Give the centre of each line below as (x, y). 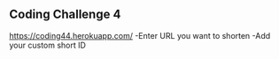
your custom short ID (48, 45)
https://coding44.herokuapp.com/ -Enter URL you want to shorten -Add (140, 35)
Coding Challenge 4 (65, 15)
